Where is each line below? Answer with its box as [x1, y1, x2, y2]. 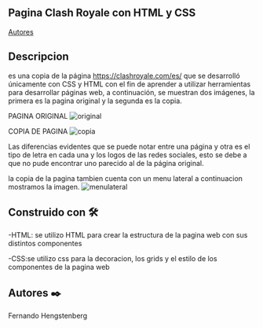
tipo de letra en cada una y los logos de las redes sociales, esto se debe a [8, 149, 247, 160]
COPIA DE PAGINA [8, 126, 68, 136]
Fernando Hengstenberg [8, 311, 88, 321]
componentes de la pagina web [8, 263, 110, 272]
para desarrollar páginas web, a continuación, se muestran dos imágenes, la [8, 87, 255, 97]
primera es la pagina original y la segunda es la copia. [8, 96, 182, 105]
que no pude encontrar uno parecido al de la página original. [8, 158, 204, 168]
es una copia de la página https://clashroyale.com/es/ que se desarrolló [8, 71, 241, 80]
